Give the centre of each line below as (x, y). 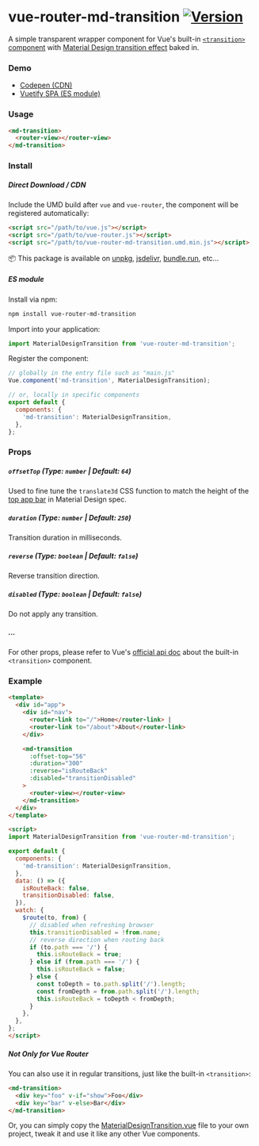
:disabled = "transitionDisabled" (82, 779)
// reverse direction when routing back (97, 940)
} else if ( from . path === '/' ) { (84, 962)
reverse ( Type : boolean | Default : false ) (73, 556)
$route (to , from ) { (55, 918)
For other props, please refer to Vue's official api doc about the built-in (124, 652)
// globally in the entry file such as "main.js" (92, 373)
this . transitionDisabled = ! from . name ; (95, 933)
